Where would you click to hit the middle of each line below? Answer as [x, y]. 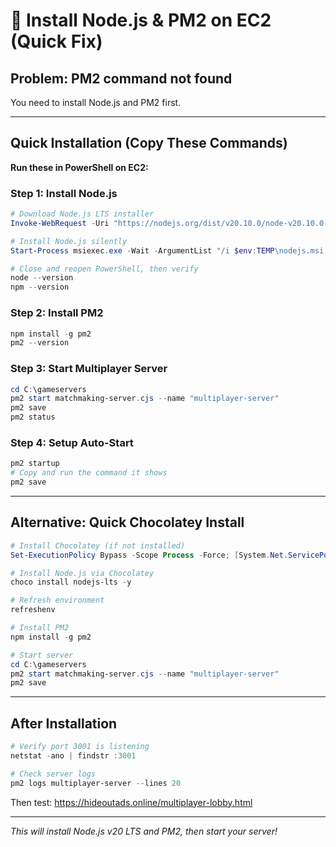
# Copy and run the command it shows [89, 473]
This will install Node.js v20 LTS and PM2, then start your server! [144, 831]
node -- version [42, 278]
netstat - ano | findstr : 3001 [73, 756]
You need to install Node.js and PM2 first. [96, 102]
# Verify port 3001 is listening [80, 747]
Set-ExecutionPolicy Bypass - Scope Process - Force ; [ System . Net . [149, 555]
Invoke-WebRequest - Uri [60, 223]
